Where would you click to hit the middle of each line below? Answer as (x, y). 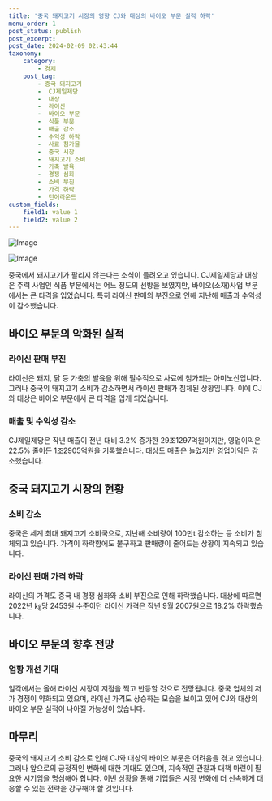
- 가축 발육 (56, 167)
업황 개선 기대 (34, 669)
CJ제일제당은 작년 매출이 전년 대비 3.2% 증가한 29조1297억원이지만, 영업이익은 (135, 441)
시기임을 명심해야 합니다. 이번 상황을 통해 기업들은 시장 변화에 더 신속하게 (139, 778)
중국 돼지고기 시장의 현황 (66, 489)
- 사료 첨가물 (59, 144)
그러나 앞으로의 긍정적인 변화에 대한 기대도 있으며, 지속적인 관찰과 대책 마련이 (131, 768)
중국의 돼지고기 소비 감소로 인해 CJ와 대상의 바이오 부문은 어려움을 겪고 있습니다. (136, 758)
